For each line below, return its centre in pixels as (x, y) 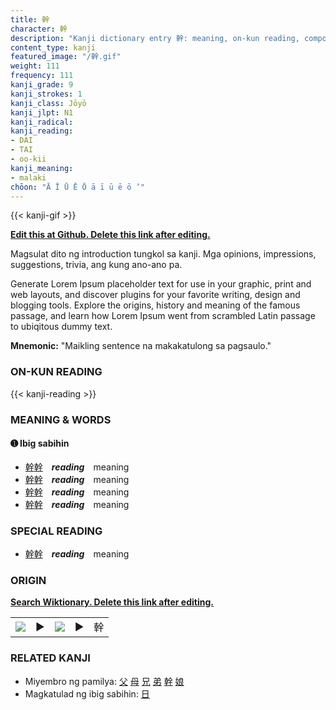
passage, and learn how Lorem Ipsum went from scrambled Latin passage (163, 316)
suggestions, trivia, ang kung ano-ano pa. (96, 265)
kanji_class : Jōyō (48, 103)
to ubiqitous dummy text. (61, 327)
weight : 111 (35, 66)
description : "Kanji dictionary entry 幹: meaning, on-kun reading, (155, 38)
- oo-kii (28, 159)
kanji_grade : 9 (42, 85)
